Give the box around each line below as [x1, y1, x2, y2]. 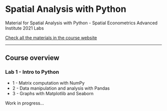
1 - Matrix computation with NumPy [12, 80, 85, 86]
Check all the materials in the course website [5, 35, 97, 41]
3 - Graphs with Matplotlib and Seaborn [12, 90, 93, 96]
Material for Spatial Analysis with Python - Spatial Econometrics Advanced [5, 20, 158, 26]
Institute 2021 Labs [5, 25, 44, 31]
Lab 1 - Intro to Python [5, 68, 60, 75]
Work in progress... [5, 100, 44, 106]
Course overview [5, 54, 60, 62]
